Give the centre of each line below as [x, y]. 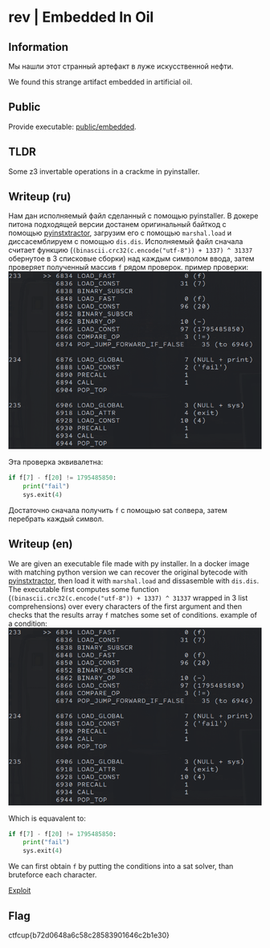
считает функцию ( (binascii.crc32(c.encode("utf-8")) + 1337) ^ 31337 [131, 250]
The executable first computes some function [84, 589]
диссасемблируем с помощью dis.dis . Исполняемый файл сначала [126, 242]
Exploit [20, 891]
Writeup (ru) [40, 197]
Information [39, 47]
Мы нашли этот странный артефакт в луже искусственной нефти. [121, 66]
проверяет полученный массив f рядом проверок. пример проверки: [129, 267]
